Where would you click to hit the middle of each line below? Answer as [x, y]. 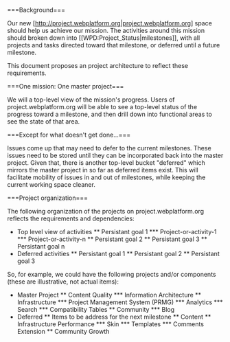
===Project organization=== [47, 198]
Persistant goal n [41, 246]
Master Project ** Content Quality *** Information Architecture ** [109, 295]
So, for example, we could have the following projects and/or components [112, 274]
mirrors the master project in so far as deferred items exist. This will [103, 170]
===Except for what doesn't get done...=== [69, 135]
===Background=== [36, 10]
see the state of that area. [44, 122]
